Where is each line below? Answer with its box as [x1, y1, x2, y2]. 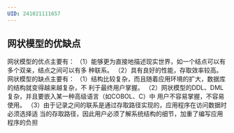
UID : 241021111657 [7, 10, 61, 17]
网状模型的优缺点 [7, 38, 81, 49]
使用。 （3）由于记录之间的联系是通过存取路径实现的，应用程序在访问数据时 [7, 101, 227, 109]
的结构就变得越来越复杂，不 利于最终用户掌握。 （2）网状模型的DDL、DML [7, 84, 224, 92]
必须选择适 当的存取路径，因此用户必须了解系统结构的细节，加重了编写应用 [7, 109, 224, 118]
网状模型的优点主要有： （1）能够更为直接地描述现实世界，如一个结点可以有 [7, 57, 226, 66]
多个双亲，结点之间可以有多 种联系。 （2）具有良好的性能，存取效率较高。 [7, 66, 223, 75]
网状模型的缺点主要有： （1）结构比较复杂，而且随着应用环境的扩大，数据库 [7, 75, 226, 84]
